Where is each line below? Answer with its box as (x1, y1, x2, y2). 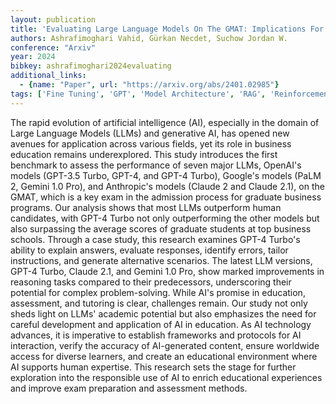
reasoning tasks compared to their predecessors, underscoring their (10, 276, 292, 288)
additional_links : (10, 71, 87, 81)
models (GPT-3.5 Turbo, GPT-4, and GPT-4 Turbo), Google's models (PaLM (10, 169, 322, 181)
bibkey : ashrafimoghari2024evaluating (10, 61, 172, 71)
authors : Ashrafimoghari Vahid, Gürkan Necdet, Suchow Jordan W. (10, 33, 288, 43)
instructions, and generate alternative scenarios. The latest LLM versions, (10, 254, 313, 266)
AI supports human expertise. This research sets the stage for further (10, 361, 297, 373)
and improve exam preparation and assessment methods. (10, 382, 248, 394)
